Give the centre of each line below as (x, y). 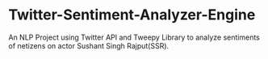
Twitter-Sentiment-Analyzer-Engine (132, 15)
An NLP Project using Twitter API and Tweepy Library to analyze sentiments (134, 37)
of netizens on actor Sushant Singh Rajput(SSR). (89, 45)
